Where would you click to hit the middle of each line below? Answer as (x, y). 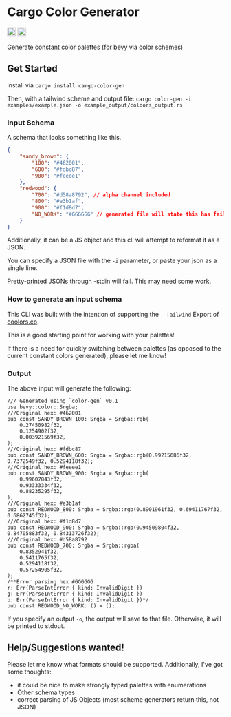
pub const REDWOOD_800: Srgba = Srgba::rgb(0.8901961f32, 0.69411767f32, (115, 510)
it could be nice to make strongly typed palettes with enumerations (112, 685)
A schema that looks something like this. (64, 138)
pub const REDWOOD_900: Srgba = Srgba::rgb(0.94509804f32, (93, 528)
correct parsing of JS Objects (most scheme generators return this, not (118, 699)
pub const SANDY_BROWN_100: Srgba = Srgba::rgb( (78, 419)
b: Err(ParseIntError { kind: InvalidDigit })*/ (78, 600)
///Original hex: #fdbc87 (44, 449)
